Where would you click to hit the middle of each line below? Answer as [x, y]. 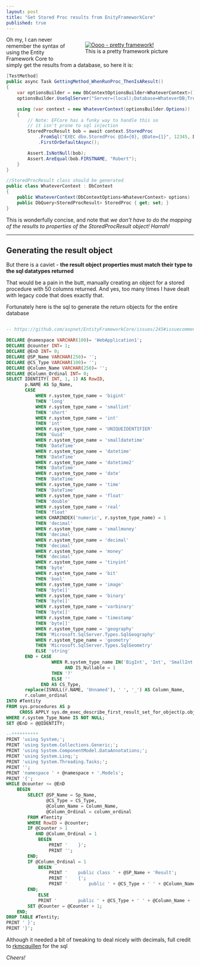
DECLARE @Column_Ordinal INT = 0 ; [48, 374]
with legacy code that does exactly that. [55, 296]
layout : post [22, 12]
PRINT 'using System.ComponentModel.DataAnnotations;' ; [77, 751]
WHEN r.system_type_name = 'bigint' [81, 396]
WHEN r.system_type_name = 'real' [78, 507]
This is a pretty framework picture [127, 51]
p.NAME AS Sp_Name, [49, 385]
